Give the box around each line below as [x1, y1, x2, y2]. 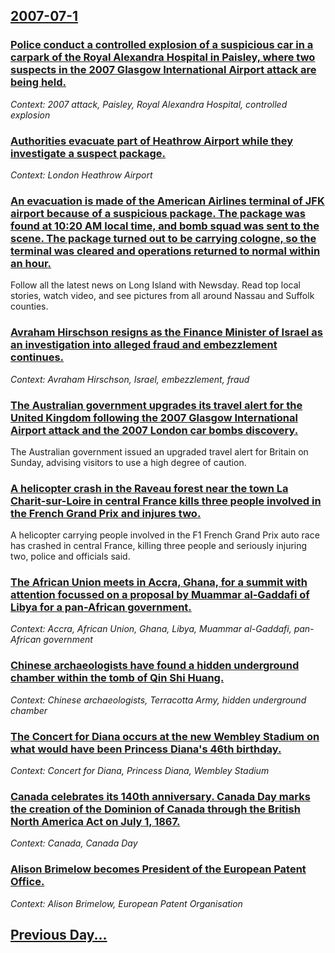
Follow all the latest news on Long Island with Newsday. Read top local [10, 279, 301, 291]
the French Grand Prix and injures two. [10, 506, 202, 520]
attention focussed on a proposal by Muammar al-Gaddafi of [10, 588, 310, 602]
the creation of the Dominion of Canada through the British [10, 802, 301, 816]
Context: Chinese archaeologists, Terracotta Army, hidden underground [10, 694, 307, 706]
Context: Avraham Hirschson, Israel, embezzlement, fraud [10, 373, 250, 385]
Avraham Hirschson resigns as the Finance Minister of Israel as [10, 325, 323, 339]
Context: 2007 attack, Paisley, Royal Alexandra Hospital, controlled [10, 98, 288, 110]
